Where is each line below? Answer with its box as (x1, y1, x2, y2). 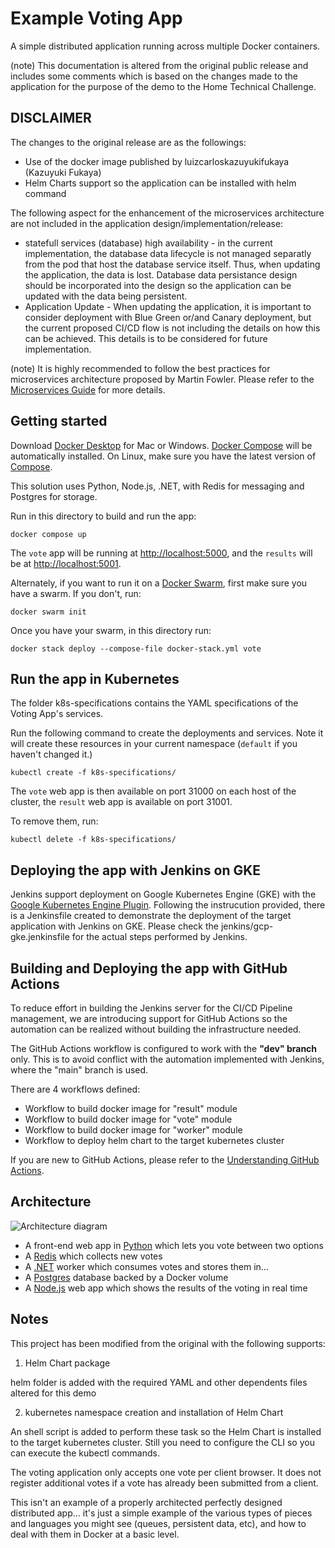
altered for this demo (10, 1387, 97, 1399)
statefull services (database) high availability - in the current (24, 237, 273, 249)
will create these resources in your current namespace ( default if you (10, 738, 298, 750)
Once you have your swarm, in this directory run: (10, 624, 212, 636)
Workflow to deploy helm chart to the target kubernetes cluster (24, 1135, 285, 1146)
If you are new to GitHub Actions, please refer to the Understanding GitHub (10, 1154, 320, 1166)
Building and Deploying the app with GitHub (10, 960, 288, 977)
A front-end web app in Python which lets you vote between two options (24, 1239, 324, 1251)
